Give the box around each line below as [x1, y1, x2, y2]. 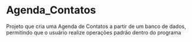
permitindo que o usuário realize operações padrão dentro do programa [6, 29, 181, 36]
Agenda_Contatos [6, 3, 96, 17]
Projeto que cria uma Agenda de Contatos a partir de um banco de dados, [6, 23, 186, 30]
